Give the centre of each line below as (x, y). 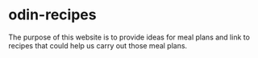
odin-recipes (52, 15)
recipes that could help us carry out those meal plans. (98, 45)
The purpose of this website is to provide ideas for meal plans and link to (129, 37)
